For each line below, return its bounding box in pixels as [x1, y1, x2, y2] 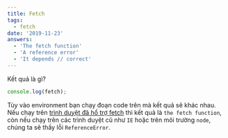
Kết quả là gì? [7, 75, 47, 83]
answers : [7, 36, 33, 43]
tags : [7, 17, 23, 24]
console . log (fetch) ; [7, 88, 67, 95]
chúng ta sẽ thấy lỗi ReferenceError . [7, 123, 111, 131]
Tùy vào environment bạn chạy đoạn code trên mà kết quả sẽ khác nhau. [7, 100, 216, 109]
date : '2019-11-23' [7, 29, 64, 37]
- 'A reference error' [13, 49, 79, 56]
